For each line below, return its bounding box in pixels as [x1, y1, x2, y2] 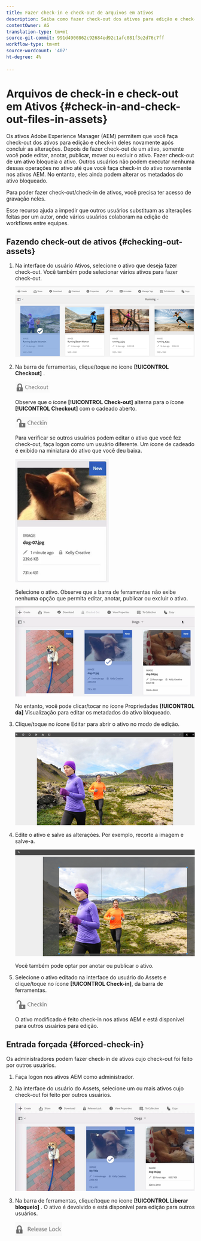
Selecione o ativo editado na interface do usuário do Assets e [14, 973, 167, 981]
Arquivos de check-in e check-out [6, 87, 179, 100]
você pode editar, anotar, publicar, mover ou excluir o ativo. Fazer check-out [6, 151, 194, 159]
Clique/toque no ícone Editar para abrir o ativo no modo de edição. [14, 720, 180, 728]
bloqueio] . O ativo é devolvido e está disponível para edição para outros [14, 1203, 195, 1210]
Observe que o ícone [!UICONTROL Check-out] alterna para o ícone [14, 399, 184, 406]
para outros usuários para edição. [14, 1022, 99, 1029]
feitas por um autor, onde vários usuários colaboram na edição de [6, 213, 169, 220]
